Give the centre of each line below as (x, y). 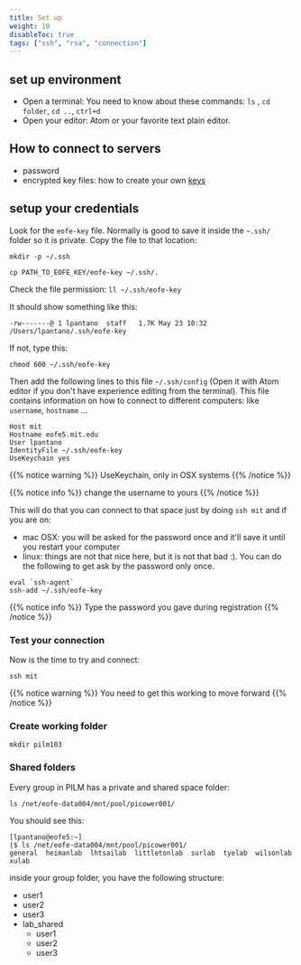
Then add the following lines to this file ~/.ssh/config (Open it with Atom (144, 381)
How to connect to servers (85, 149)
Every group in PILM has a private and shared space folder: (119, 787)
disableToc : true (42, 34)
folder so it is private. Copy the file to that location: (103, 239)
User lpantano (36, 442)
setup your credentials (74, 209)
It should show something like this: (73, 306)
